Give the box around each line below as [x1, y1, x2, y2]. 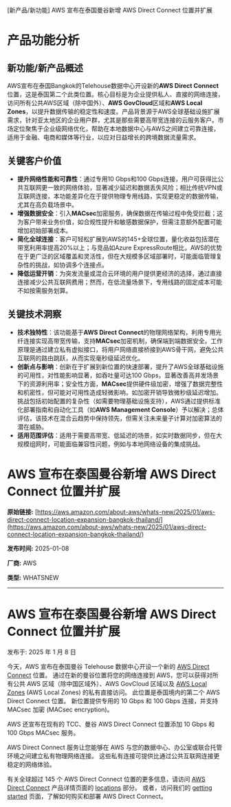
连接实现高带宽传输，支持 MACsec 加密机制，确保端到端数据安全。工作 [23, 336, 223, 345]
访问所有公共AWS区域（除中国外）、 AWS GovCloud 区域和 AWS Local [7, 99, 203, 107]
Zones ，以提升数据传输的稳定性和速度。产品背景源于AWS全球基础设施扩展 [7, 107, 220, 115]
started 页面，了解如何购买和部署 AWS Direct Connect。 [7, 792, 167, 800]
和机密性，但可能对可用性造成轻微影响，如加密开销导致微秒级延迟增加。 [16, 388, 222, 397]
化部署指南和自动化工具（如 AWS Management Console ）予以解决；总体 [16, 405, 224, 414]
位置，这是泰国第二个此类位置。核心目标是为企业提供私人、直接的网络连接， [7, 90, 224, 98]
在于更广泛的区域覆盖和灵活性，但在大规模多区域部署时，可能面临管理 [16, 252, 217, 260]
